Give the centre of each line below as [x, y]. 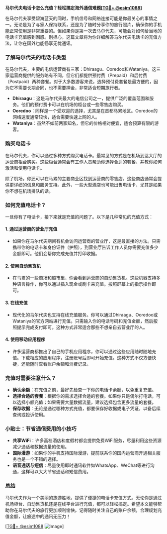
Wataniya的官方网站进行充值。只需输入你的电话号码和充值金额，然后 [83, 321]
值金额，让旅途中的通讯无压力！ [38, 516]
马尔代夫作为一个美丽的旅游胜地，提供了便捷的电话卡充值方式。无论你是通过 [83, 498]
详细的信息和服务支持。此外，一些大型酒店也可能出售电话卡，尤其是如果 [88, 185]
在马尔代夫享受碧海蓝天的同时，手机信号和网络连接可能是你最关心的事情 [79, 18]
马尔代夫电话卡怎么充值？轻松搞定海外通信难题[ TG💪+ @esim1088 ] [74, 8]
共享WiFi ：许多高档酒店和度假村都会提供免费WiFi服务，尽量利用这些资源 [87, 440]
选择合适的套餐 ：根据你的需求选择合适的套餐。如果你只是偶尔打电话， [84, 396]
